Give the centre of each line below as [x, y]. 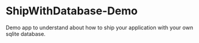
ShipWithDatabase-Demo [72, 11]
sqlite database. [26, 33]
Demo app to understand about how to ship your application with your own [100, 27]
